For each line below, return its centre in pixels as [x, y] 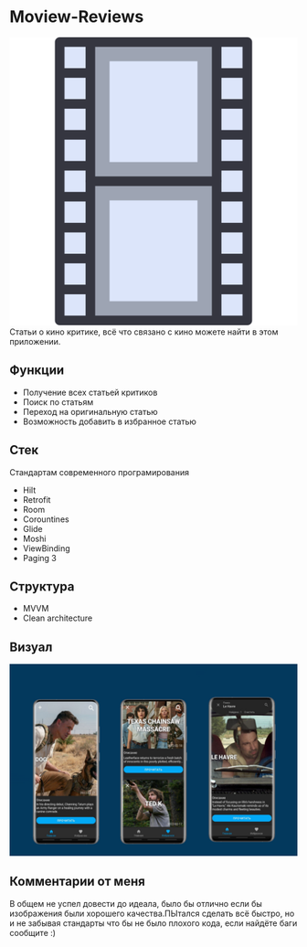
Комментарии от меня [78, 882]
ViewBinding [46, 548]
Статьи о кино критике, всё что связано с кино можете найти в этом [144, 332]
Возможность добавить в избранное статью [109, 421]
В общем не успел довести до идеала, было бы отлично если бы [136, 903]
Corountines [46, 519]
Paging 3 [40, 558]
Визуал [31, 647]
